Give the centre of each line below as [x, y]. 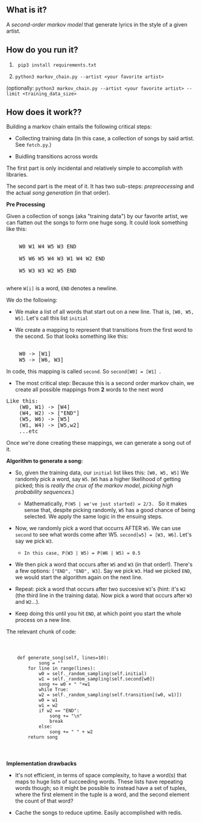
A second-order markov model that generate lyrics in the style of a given [97, 24]
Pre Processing [26, 204]
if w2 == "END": [59, 711]
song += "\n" [66, 716]
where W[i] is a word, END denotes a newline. [62, 288]
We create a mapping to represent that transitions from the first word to [104, 330]
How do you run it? [42, 50]
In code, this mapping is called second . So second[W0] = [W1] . [84, 372]
